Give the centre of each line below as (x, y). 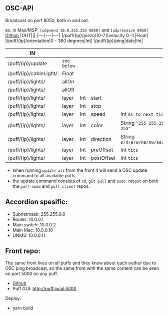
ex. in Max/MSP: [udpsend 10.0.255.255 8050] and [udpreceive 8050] (77, 30)
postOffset (103, 158)
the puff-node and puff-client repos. (51, 186)
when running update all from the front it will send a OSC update (80, 170)
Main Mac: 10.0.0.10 (33, 230)
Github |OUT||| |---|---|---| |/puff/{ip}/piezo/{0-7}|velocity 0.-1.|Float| (77, 35)
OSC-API (19, 8)
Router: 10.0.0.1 (28, 219)
